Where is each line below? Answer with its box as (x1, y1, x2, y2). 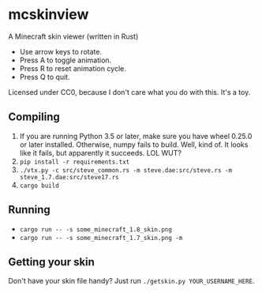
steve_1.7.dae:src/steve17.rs (19, 173, 120, 181)
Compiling (8, 111, 61, 124)
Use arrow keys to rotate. (19, 47, 103, 56)
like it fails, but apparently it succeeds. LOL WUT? (19, 148, 182, 157)
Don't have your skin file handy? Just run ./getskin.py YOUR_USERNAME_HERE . (8, 276, 255, 286)
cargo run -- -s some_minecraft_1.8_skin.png (19, 225, 172, 234)
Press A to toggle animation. (19, 55, 112, 65)
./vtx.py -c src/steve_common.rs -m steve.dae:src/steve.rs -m (19, 166, 233, 175)
